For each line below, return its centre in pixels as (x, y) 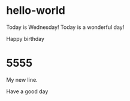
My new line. (22, 79)
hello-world (36, 11)
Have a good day (27, 91)
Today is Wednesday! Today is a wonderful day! (65, 27)
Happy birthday (25, 38)
